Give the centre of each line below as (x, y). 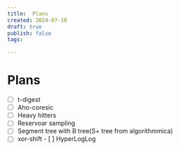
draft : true (25, 27)
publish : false (29, 33)
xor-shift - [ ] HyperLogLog (56, 139)
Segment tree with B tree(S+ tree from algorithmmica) (95, 131)
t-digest (29, 100)
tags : (15, 40)
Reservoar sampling (46, 123)
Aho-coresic (35, 107)
